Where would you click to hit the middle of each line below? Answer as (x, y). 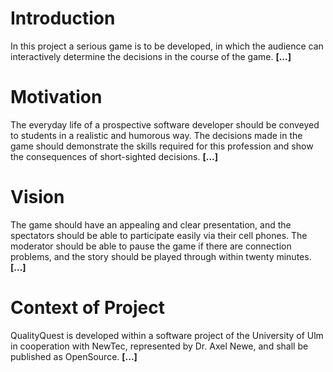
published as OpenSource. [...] (74, 356)
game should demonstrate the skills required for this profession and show (162, 146)
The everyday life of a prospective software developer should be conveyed (165, 124)
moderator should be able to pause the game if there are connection (151, 246)
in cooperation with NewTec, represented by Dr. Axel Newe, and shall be (159, 346)
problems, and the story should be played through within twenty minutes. (161, 256)
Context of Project (87, 308)
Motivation (56, 97)
